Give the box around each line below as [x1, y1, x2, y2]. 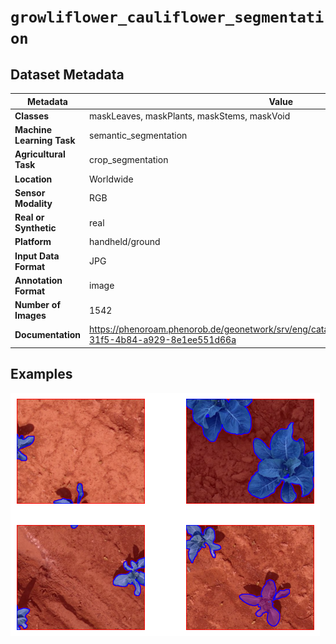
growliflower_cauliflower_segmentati [10, 8, 325, 27]
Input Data [14, 250, 60, 262]
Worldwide [89, 173, 134, 185]
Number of [14, 299, 61, 310]
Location [14, 173, 53, 185]
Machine [14, 124, 52, 135]
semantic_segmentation [89, 129, 188, 141]
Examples [10, 366, 73, 383]
